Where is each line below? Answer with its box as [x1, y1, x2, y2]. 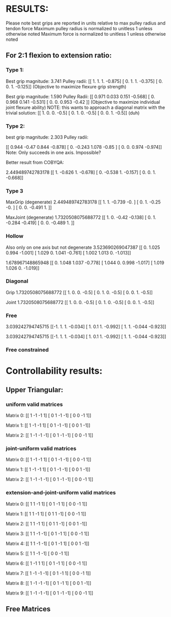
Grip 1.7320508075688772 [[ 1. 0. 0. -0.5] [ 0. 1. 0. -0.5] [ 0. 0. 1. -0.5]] [6, 289, 153, 295]
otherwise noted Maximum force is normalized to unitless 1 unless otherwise [6, 31, 166, 37]
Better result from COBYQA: [6, 159, 64, 165]
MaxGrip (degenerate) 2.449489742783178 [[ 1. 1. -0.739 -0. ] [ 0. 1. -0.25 [6, 199, 161, 205]
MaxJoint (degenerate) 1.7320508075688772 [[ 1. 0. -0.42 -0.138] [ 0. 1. [6, 214, 157, 220]
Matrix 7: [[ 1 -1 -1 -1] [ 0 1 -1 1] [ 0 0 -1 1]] [6, 570, 91, 576]
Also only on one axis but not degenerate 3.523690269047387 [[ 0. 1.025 [6, 244, 160, 250]
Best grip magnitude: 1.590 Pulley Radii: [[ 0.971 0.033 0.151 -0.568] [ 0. [6, 93, 155, 100]
